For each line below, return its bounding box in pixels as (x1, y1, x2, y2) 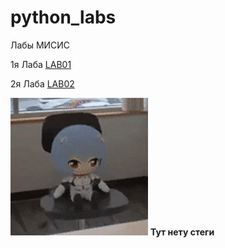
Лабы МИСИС (10, 39, 71, 51)
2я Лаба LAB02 (10, 77, 75, 90)
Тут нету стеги (149, 226, 215, 238)
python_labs (10, 6, 117, 29)
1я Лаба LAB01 (10, 58, 72, 70)
